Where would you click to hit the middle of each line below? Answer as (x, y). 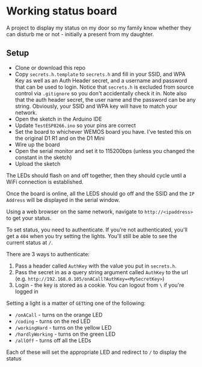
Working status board (62, 11)
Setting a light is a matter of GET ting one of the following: (76, 303)
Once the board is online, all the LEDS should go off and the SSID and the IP (100, 193)
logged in (27, 291)
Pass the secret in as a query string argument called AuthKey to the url (101, 272)
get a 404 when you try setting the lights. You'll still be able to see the (92, 236)
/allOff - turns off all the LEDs (53, 340)
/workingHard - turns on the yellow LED (63, 327)
